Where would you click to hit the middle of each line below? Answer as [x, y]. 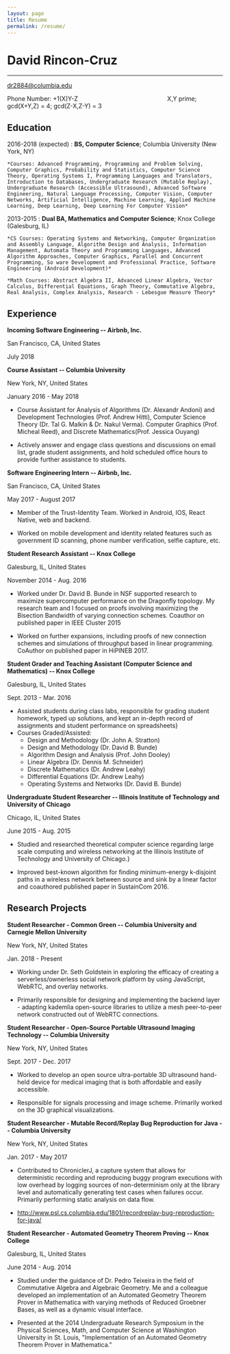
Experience [32, 314]
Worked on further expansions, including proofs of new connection [112, 636]
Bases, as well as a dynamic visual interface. [80, 1309]
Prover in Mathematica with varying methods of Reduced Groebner [112, 1302]
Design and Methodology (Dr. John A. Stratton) [93, 740]
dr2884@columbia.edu [40, 86]
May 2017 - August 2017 [41, 499]
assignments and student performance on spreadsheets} [98, 725]
